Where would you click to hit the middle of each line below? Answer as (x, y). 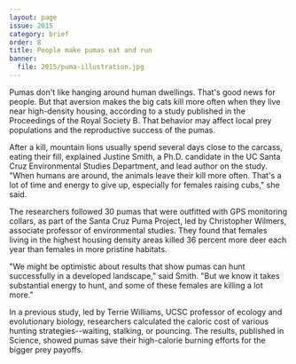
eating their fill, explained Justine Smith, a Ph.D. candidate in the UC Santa (145, 156)
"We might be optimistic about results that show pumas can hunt (127, 266)
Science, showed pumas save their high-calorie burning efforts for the (137, 340)
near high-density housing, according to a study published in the (128, 111)
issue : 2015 (31, 26)
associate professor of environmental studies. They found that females (138, 230)
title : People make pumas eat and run (81, 51)
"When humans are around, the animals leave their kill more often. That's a (145, 175)
